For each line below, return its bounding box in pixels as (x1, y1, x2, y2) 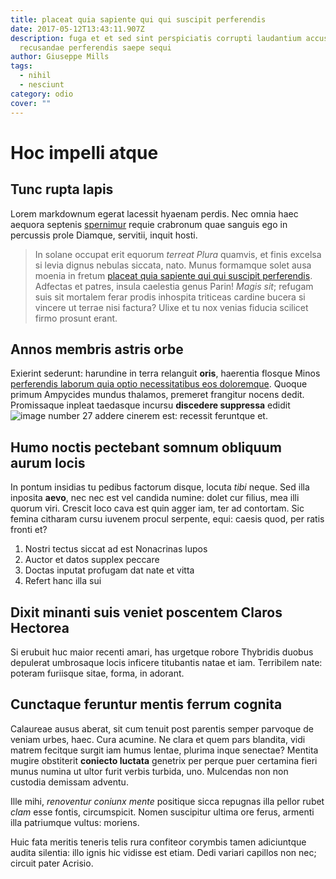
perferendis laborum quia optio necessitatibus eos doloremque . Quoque (10, 378, 308, 390)
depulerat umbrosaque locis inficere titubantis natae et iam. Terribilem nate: (10, 656, 323, 668)
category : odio (10, 89, 74, 99)
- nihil (19, 71, 52, 81)
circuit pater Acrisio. (10, 857, 94, 869)
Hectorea (10, 619, 70, 636)
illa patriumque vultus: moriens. (10, 816, 140, 828)
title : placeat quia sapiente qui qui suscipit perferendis (10, 14, 267, 25)
